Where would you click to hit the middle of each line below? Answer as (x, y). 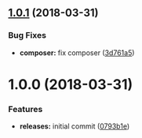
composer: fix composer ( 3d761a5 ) (77, 52)
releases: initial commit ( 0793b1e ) (75, 126)
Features (25, 109)
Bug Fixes (27, 35)
